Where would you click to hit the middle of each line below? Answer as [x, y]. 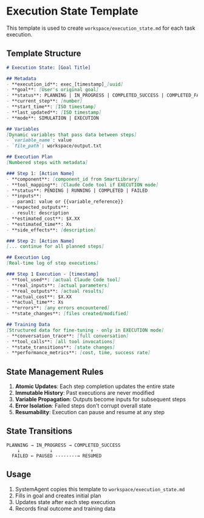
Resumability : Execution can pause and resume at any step [90, 412]
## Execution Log [28, 257]
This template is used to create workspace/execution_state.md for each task [101, 28]
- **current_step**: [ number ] [45, 101]
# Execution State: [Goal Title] [49, 67]
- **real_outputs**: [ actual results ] [55, 291]
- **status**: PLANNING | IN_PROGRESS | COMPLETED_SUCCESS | [85, 95]
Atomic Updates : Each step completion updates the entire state [95, 386]
